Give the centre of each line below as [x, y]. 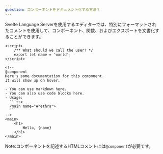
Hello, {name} [37, 128]
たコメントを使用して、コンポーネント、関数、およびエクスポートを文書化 [80, 31]
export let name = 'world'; [42, 55]
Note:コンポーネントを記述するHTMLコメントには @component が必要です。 [79, 146]
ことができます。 [26, 36]
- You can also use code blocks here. [45, 93]
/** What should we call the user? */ [54, 50]
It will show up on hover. [33, 80]
